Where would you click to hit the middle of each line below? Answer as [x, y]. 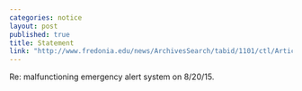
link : [19, 51]
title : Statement [42, 43]
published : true [40, 34]
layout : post [34, 26]
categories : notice [46, 18]
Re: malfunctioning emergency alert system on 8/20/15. [112, 77]
